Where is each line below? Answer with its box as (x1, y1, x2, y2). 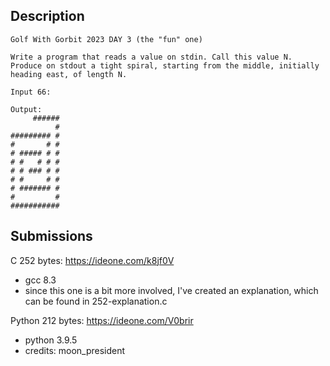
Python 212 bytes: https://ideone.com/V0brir (10, 314, 194, 326)
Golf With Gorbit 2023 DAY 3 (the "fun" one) (10, 34, 203, 44)
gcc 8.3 (24, 274, 57, 286)
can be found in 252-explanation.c (24, 295, 168, 307)
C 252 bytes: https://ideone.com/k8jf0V (10, 254, 175, 266)
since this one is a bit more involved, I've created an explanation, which (24, 284, 319, 296)
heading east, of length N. (10, 69, 128, 79)
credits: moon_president (24, 344, 126, 356)
